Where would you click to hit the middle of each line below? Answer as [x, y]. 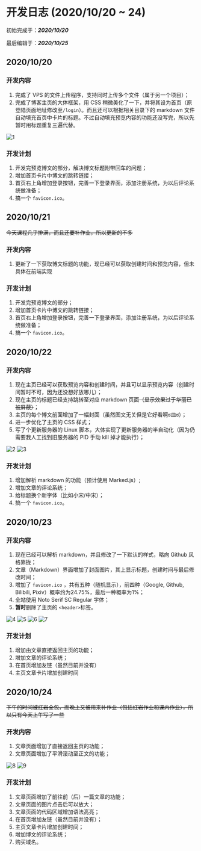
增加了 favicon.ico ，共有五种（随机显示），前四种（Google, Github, [100, 585]
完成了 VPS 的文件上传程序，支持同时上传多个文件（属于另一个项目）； [102, 94]
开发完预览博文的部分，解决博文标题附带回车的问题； [81, 168]
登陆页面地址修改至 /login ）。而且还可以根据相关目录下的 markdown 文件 [105, 110]
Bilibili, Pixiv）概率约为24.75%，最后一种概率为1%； [80, 592]
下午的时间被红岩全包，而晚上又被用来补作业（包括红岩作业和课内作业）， [97, 707]
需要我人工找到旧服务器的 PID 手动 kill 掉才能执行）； [80, 438]
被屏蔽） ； [27, 407]
